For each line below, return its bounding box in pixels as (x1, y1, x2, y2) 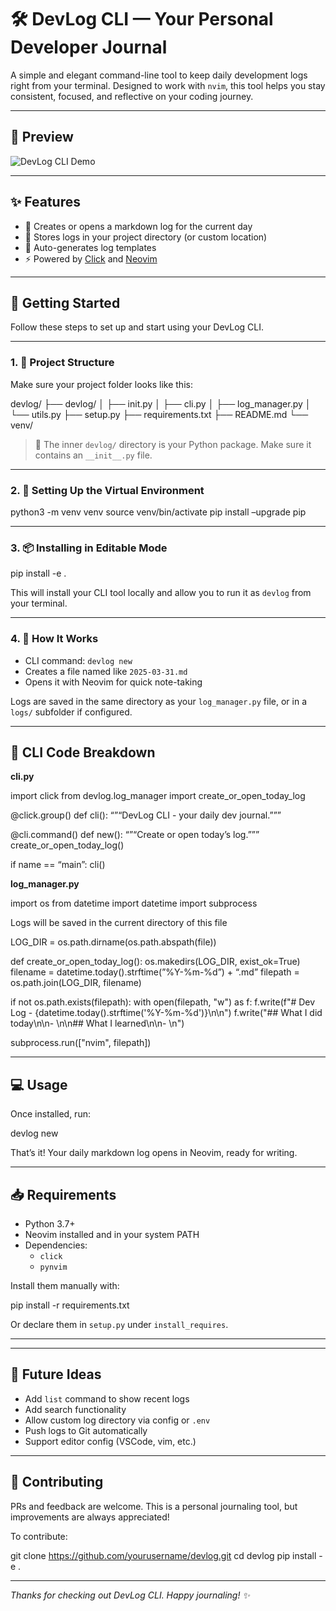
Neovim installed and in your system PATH (24, 1229, 200, 1240)
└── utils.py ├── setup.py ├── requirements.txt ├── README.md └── (10, 408, 309, 420)
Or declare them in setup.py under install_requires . (10, 1319, 229, 1330)
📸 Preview (10, 129, 74, 146)
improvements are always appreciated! (10, 1511, 170, 1523)
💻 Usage (10, 1076, 68, 1093)
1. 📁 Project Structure (10, 356, 115, 370)
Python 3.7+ (24, 1218, 76, 1230)
